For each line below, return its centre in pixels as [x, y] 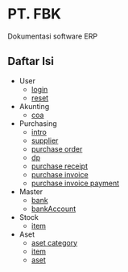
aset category [54, 242]
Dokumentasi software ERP [53, 36]
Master [31, 191]
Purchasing [38, 123]
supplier [45, 140]
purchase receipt [60, 166]
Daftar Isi [31, 61]
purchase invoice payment [75, 183]
